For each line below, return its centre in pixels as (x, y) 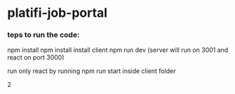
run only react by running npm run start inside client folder (92, 71)
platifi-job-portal (57, 13)
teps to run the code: (43, 35)
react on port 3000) (36, 58)
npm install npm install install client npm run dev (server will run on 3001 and (118, 50)
